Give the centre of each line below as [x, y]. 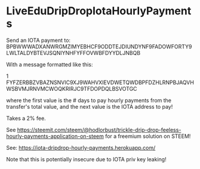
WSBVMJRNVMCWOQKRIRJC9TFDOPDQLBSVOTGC [72, 88]
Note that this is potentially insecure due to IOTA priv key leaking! [86, 159]
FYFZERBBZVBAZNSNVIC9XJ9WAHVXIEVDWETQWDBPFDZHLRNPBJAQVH [100, 82]
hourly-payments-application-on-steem [55, 136]
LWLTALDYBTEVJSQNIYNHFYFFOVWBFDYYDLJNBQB [73, 53]
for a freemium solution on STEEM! [148, 136]
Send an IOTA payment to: [38, 40]
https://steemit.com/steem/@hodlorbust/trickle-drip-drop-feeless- [99, 130]
